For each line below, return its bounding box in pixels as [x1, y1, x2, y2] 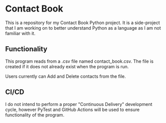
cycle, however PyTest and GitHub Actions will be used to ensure [5, 106, 140, 112]
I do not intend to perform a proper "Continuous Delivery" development [5, 101, 152, 107]
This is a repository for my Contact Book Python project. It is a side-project [5, 20, 160, 26]
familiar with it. [5, 30, 36, 36]
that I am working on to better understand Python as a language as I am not [5, 25, 161, 31]
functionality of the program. [5, 111, 65, 118]
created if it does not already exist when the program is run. [5, 63, 129, 69]
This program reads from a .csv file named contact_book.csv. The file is [5, 58, 154, 64]
